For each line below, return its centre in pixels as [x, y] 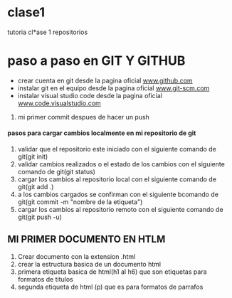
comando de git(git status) [57, 172]
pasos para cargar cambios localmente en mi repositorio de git [102, 133]
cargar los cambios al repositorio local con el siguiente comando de [117, 179]
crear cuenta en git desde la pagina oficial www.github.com [105, 80]
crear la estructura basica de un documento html [89, 264]
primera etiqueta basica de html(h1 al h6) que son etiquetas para [112, 272]
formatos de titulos [45, 279]
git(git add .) [36, 187]
